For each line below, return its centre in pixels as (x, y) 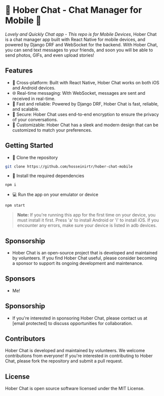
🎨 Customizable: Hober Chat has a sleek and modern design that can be (85, 125)
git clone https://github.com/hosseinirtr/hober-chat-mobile (69, 166)
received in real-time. (34, 99)
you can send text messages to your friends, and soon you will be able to (79, 50)
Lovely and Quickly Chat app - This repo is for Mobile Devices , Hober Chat (81, 34)
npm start (15, 206)
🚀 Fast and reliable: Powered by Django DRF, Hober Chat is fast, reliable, (85, 104)
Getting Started (29, 146)
